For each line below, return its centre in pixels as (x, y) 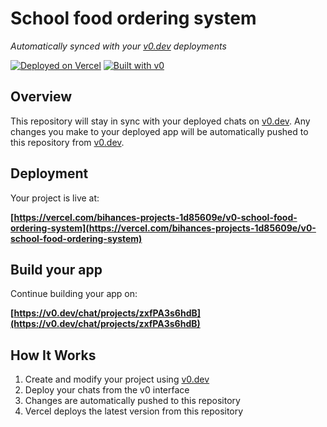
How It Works (53, 355)
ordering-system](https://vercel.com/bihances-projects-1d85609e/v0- (163, 228)
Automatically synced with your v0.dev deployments (118, 46)
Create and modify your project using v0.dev (117, 379)
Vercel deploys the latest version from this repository (134, 411)
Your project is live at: (55, 198)
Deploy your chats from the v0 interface (107, 390)
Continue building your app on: (74, 294)
